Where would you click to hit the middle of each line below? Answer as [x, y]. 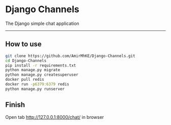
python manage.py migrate [33, 70]
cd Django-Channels [26, 60]
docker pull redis [25, 80]
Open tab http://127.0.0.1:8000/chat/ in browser [55, 117]
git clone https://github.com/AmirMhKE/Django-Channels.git [70, 56]
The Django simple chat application [42, 23]
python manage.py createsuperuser [42, 75]
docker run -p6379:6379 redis [37, 84]
